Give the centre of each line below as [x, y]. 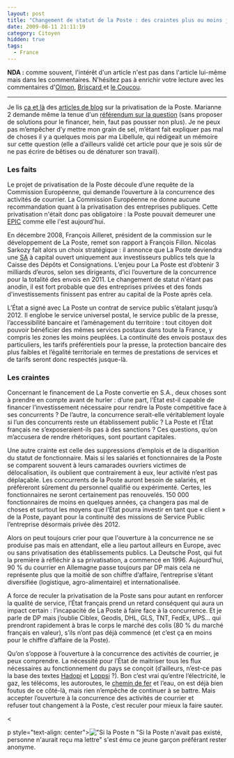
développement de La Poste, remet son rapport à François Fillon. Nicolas [112, 243]
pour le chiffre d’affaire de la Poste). [58, 640]
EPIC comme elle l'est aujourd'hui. [56, 222]
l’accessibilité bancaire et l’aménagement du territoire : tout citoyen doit [110, 323]
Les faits [22, 169]
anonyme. [22, 747]
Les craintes [29, 378]
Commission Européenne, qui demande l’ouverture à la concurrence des [111, 192]
